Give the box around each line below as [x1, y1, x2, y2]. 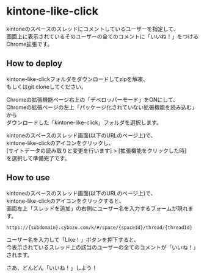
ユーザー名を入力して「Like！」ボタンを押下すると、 [6, 236, 139, 243]
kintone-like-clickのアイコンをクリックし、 [6, 139, 114, 147]
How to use [6, 172, 50, 183]
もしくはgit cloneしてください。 [6, 83, 87, 90]
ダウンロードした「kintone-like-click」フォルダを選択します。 [6, 119, 162, 126]
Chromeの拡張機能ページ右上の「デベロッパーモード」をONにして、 [6, 96, 179, 103]
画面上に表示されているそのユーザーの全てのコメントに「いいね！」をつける [6, 32, 199, 40]
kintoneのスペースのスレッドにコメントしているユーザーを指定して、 [6, 25, 179, 32]
